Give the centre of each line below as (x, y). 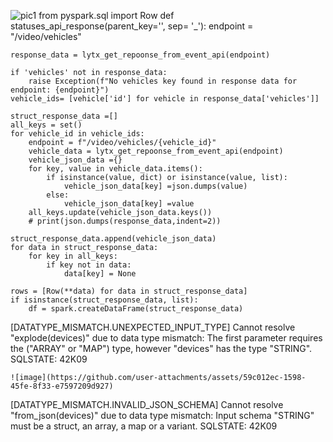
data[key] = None (100, 274)
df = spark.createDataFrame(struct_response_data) (136, 309)
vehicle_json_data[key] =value (129, 204)
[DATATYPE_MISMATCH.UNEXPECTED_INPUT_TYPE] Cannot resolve (153, 327)
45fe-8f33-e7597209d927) (62, 386)
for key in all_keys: (73, 256)
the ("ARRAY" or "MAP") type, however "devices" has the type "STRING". (161, 348)
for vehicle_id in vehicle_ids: (77, 134)
